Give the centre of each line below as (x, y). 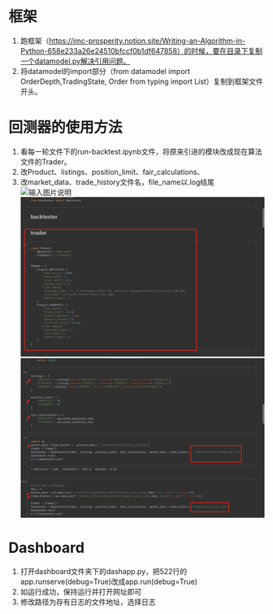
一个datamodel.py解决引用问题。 (75, 61)
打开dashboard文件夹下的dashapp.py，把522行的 (104, 572)
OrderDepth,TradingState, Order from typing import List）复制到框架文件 (142, 81)
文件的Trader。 (45, 161)
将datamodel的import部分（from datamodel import (105, 71)
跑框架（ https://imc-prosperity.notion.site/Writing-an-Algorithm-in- (133, 41)
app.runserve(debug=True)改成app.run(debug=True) (108, 581)
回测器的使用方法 (66, 128)
